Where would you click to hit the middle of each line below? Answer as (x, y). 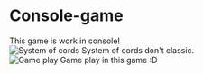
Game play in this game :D (109, 60)
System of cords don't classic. (138, 50)
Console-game (66, 16)
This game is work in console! (65, 41)
